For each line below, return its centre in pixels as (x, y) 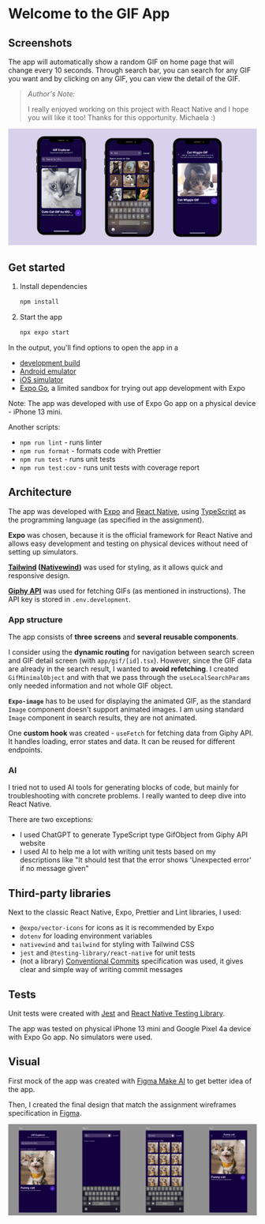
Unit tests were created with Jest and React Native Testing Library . (117, 1013)
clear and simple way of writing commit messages (101, 970)
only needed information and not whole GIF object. (91, 686)
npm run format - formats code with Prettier (90, 450)
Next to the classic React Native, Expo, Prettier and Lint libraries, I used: (125, 912)
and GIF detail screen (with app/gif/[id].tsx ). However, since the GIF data (130, 661)
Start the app (41, 317)
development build (50, 362)
